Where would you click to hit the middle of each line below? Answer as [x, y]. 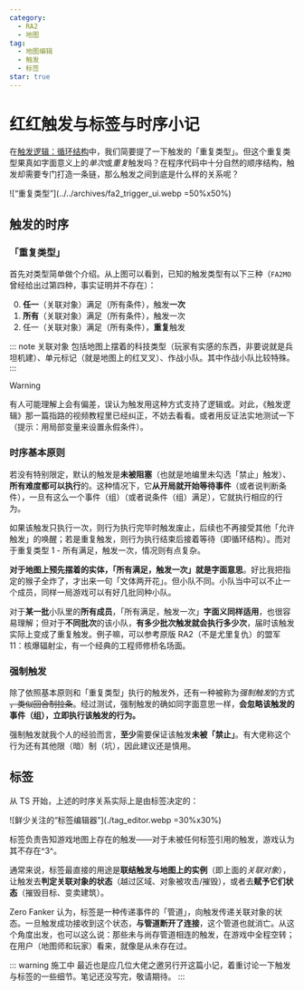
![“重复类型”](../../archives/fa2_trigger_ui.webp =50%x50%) [121, 193]
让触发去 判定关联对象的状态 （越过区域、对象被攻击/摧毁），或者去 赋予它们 [148, 881]
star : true [30, 77]
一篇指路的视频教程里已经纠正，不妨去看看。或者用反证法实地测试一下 [164, 416]
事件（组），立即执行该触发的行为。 [75, 715]
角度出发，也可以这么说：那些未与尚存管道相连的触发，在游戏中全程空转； [156, 934]
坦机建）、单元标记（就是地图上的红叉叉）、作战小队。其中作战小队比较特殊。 [152, 358]
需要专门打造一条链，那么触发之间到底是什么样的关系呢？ [132, 174]
